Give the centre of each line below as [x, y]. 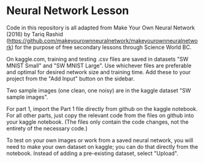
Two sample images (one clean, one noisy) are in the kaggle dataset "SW [99, 90]
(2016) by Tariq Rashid [35, 34]
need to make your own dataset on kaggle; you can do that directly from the [102, 146]
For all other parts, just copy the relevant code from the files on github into [100, 115]
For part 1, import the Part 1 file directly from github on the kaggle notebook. [102, 108]
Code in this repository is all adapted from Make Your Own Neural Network [101, 28]
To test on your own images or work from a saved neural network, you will [100, 140]
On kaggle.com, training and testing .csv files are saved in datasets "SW [97, 59]
